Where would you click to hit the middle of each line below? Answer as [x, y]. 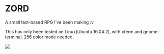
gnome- [151, 31]
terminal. [14, 37]
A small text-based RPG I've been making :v [50, 22]
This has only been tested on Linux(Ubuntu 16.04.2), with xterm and [74, 31]
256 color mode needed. [49, 37]
